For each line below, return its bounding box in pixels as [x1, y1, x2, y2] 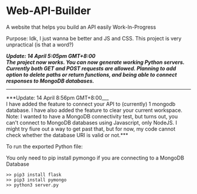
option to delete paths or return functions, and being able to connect [6, 71, 177, 78]
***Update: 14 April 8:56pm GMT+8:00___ [6, 94, 109, 101]
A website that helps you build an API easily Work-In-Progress [6, 23, 157, 30]
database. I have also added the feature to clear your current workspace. [6, 107, 183, 114]
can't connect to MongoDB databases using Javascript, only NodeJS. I [6, 119, 178, 126]
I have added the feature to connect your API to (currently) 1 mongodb [6, 100, 176, 107]
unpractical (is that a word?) [6, 41, 74, 48]
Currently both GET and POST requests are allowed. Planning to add [6, 64, 176, 72]
